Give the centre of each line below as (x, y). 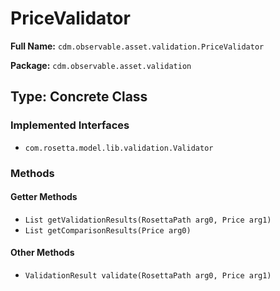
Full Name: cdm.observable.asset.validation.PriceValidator (137, 46)
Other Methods (42, 253)
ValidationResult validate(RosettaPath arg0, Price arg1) (148, 275)
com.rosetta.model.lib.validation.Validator (119, 148)
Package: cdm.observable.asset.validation (101, 65)
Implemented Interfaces (70, 125)
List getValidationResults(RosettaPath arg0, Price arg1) (148, 220)
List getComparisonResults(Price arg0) (108, 230)
